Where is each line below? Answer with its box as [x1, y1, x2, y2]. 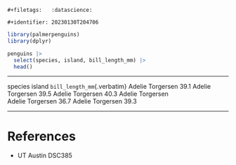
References [7, 128, 76, 144]
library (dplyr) [7, 37, 52, 45]
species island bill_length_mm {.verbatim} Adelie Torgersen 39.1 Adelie [7, 82, 211, 91]
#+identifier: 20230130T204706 [7, 19, 99, 26]
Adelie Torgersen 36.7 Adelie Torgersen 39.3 [7, 97, 137, 106]
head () [13, 63, 33, 70]
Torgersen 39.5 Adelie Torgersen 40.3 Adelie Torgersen [7, 89, 169, 98]
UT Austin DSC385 [17, 151, 72, 160]
